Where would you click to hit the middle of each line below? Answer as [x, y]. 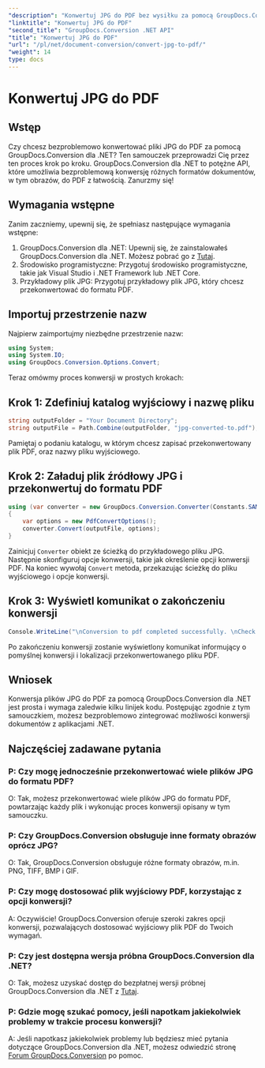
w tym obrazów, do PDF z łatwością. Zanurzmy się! [91, 180]
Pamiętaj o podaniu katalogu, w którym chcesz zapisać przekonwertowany [130, 443]
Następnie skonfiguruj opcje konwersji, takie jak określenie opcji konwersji [129, 559]
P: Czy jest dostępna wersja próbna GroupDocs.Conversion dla [131, 956]
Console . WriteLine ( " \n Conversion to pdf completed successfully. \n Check [132, 631]
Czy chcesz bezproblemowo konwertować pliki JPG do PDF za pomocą [125, 146]
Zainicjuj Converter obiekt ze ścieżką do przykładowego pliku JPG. [116, 551]
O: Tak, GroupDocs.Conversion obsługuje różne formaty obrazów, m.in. [124, 863]
